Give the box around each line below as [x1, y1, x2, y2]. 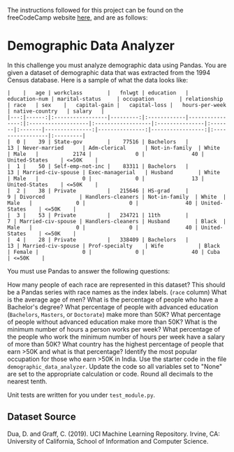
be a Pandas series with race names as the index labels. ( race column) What [7, 288, 227, 296]
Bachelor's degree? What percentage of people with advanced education [7, 302, 219, 311]
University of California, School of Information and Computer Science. [7, 437, 209, 445]
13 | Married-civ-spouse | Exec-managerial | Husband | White [7, 169, 220, 176]
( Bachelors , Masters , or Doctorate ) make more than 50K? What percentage [7, 310, 221, 318]
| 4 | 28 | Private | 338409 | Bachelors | [7, 236, 189, 243]
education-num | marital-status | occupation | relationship [7, 95, 224, 102]
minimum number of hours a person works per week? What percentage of [7, 325, 221, 333]
